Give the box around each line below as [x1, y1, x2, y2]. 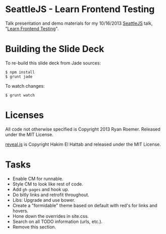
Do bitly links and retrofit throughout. [12, 192, 89, 198]
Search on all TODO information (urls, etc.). [12, 218, 102, 224]
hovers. [12, 208, 29, 214]
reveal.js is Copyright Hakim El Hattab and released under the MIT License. [5, 141, 161, 147]
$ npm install [5, 70, 35, 75]
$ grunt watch [5, 92, 35, 98]
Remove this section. [12, 223, 57, 230]
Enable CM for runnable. [12, 175, 64, 182]
